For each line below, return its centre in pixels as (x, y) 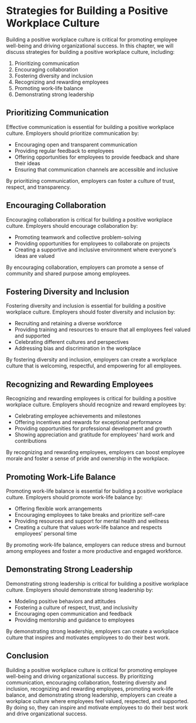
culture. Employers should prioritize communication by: (73, 133)
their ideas (27, 163)
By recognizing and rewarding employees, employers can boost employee (95, 452)
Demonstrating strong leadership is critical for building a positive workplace (97, 584)
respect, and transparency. (39, 187)
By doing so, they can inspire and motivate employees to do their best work (97, 707)
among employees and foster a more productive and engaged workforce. (94, 551)
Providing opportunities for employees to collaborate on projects (92, 243)
